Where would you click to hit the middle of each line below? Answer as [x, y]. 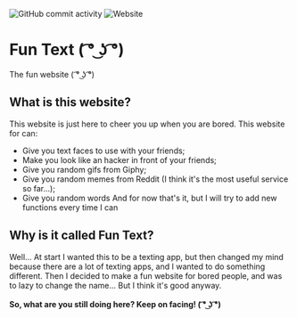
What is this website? [70, 102]
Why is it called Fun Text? [82, 236]
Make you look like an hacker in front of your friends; [119, 159]
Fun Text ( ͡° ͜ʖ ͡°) [67, 50]
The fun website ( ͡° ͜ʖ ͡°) [52, 74]
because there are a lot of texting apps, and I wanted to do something [137, 266]
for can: [24, 133]
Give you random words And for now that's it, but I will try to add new [149, 198]
